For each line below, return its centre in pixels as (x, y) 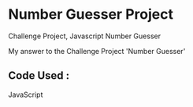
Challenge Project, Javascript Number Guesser (85, 36)
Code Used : (39, 76)
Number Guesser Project (91, 14)
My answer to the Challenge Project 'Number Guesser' (97, 51)
